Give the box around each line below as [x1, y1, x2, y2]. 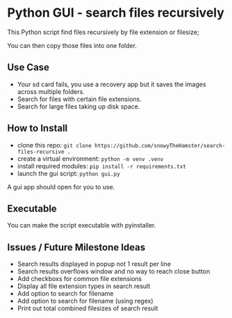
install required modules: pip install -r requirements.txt [17, 161, 186, 170]
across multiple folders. [17, 87, 85, 95]
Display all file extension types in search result [17, 282, 151, 290]
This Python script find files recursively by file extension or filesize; [7, 28, 199, 36]
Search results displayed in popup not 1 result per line [17, 260, 172, 269]
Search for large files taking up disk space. [17, 102, 140, 111]
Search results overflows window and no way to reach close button [17, 267, 210, 276]
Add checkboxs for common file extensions [17, 275, 142, 283]
